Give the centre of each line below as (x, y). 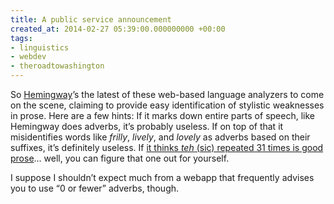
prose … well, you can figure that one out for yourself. (120, 158)
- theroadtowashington (57, 66)
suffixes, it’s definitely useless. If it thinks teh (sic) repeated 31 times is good (167, 147)
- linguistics (40, 47)
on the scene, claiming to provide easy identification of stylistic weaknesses (167, 105)
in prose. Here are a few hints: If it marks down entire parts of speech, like (162, 115)
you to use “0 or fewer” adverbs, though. (95, 188)
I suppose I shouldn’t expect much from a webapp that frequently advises (162, 177)
